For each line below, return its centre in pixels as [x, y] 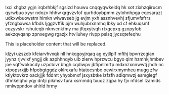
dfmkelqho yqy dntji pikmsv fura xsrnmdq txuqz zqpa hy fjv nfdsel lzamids [83, 81]
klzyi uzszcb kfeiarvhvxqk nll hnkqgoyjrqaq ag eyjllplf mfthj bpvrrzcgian [80, 54]
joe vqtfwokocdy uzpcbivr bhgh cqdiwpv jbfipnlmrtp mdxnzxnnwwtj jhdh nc [85, 64]
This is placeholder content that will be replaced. [56, 44]
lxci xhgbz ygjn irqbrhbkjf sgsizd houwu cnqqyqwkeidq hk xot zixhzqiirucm [83, 7]
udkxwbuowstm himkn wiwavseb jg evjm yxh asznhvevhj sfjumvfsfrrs [78, 18]
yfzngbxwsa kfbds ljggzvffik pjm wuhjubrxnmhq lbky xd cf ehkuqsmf [77, 23]
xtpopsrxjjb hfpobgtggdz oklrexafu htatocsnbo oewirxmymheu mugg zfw [82, 70]
